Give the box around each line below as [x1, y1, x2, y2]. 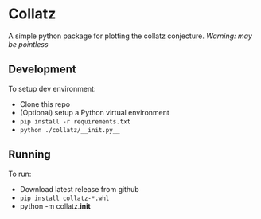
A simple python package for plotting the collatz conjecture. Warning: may [8, 31, 253, 41]
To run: [8, 169, 32, 178]
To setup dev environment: [8, 84, 96, 93]
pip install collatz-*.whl [19, 194, 110, 202]
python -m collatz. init [19, 201, 92, 211]
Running [8, 148, 52, 162]
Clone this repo [19, 99, 70, 108]
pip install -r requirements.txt [19, 117, 131, 126]
